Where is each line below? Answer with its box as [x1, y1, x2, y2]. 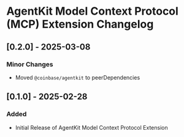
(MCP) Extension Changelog [6, 17, 154, 31]
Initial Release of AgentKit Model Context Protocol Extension [15, 124, 168, 131]
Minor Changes [6, 60, 53, 68]
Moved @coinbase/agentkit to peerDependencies [15, 73, 140, 81]
